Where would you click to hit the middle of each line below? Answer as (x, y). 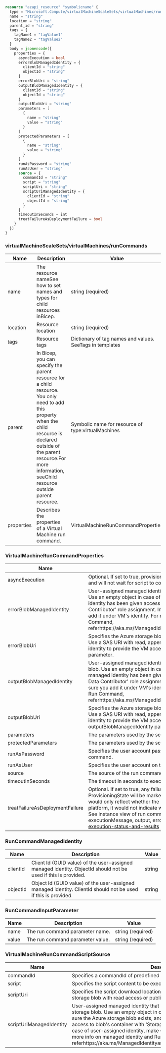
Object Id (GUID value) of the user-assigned (83, 883)
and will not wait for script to (121, 583)
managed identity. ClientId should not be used (85, 889)
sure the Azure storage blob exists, (112, 1018)
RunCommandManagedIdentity (44, 841)
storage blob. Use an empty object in (114, 1012)
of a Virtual (49, 528)
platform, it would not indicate (123, 808)
